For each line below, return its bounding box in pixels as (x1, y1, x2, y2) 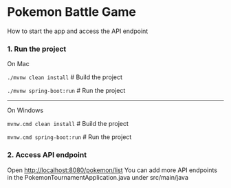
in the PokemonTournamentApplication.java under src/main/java (7, 173, 189, 181)
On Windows (7, 106, 43, 114)
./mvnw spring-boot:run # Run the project (7, 87, 126, 95)
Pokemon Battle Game (7, 4, 136, 20)
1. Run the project (7, 44, 67, 54)
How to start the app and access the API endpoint (7, 27, 148, 35)
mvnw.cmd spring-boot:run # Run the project (7, 133, 132, 141)
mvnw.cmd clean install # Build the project (7, 120, 129, 128)
